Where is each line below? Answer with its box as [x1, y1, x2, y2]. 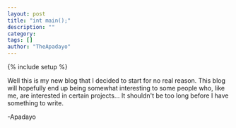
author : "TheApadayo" [7, 43, 71, 50]
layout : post [7, 10, 46, 18]
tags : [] [7, 37, 33, 44]
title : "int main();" [7, 17, 71, 24]
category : [7, 30, 37, 37]
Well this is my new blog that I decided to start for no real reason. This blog [7, 76, 226, 85]
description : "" [7, 23, 55, 30]
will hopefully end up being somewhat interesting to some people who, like [7, 84, 225, 92]
